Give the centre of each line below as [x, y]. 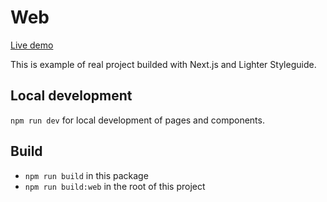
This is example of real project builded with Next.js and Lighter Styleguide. [163, 64]
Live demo [32, 45]
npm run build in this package [86, 175]
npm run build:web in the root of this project [115, 186]
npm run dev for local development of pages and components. [137, 120]
